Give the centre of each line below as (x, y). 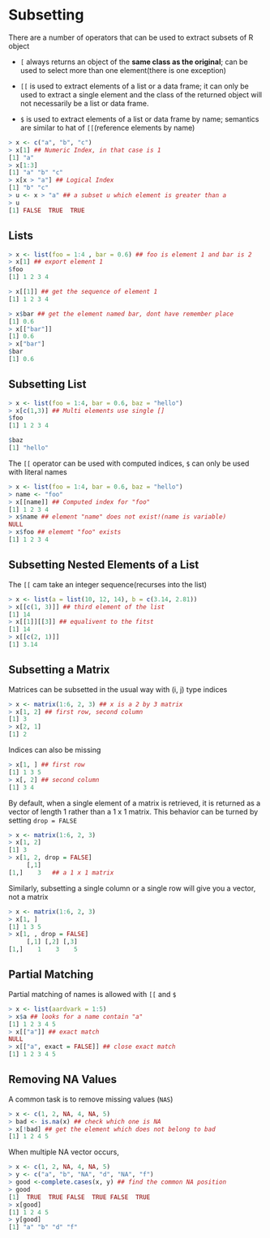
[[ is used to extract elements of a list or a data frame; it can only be (135, 86)
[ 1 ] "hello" (28, 448)
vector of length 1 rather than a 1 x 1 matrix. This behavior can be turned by (133, 811)
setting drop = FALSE (43, 820)
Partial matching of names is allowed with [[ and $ (92, 994)
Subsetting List (47, 384)
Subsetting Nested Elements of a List (104, 565)
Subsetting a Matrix (59, 670)
